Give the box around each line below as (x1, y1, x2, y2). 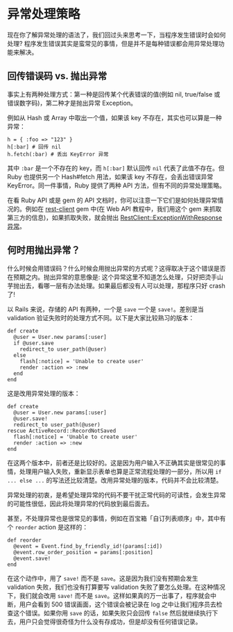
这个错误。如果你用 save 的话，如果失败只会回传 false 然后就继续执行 (12, 608, 213, 617)
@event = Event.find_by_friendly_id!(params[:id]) (13, 542, 163, 549)
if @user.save (13, 340, 54, 347)
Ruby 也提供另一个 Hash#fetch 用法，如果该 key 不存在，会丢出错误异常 (7, 172, 214, 181)
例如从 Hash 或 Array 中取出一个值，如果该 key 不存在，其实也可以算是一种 (7, 113, 222, 122)
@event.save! (13, 555, 51, 562)
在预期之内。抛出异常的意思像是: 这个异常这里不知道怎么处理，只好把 (7, 272, 205, 281)
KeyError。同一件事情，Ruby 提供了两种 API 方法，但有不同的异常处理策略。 (7, 181, 225, 190)
